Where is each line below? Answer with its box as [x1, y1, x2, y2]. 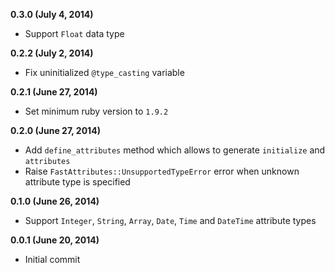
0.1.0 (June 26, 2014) [10, 195, 100, 207]
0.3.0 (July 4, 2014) [10, 9, 94, 20]
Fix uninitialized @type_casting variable [24, 67, 185, 78]
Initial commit [24, 254, 81, 265]
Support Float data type [24, 28, 125, 39]
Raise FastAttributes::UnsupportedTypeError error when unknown [24, 165, 300, 177]
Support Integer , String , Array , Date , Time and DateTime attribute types [24, 215, 317, 226]
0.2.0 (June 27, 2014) [10, 125, 101, 136]
